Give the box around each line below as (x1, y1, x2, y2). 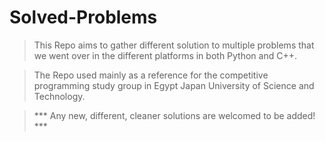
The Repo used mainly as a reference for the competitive (33, 69, 269, 81)
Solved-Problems (9, 6, 158, 29)
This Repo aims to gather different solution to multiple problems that (33, 39, 315, 51)
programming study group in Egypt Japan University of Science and (33, 79, 315, 91)
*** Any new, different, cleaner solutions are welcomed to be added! (33, 109, 316, 121)
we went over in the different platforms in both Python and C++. (33, 49, 297, 61)
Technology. (33, 90, 86, 102)
